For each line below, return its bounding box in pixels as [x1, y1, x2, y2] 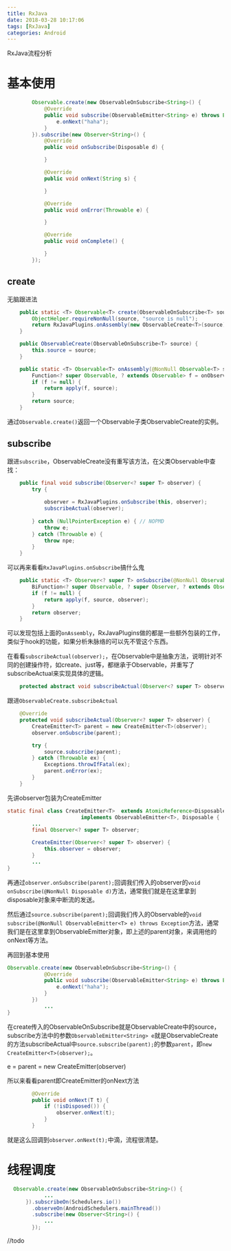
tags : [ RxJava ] [7, 23, 51, 30]
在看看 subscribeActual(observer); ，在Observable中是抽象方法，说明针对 [7, 652, 217, 661]
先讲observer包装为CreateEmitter [7, 794, 102, 802]
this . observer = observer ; [43, 845, 122, 852]
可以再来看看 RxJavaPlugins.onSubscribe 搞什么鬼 [7, 563, 144, 572]
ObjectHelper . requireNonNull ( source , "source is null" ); [32, 315, 198, 322]
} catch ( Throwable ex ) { [32, 754, 107, 762]
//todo [7, 1237, 25, 1245]
